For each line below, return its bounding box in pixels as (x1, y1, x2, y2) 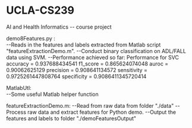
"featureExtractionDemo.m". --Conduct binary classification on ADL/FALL (6, 47, 186, 54)
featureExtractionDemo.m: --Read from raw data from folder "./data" (6, 102, 174, 109)
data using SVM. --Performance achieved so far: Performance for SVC (6, 54, 180, 61)
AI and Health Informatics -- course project (6, 23, 112, 30)
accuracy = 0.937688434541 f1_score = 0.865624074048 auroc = (6, 60, 169, 67)
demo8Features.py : (6, 35, 55, 42)
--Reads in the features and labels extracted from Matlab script (6, 41, 161, 48)
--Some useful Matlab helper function (6, 90, 99, 98)
